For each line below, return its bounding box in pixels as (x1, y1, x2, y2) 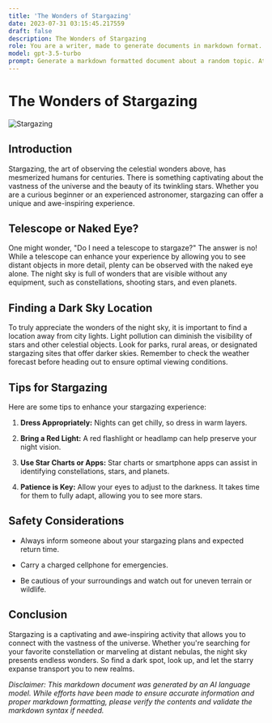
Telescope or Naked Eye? (8, 222, 139, 236)
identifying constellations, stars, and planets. (19, 467, 170, 477)
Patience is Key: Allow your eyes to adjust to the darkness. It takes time (19, 482, 261, 492)
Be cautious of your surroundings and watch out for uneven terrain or (19, 575, 253, 585)
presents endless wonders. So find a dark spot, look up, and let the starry (8, 655, 253, 665)
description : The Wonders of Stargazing (8, 34, 147, 43)
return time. (19, 544, 59, 554)
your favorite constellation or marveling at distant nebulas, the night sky (8, 646, 248, 657)
